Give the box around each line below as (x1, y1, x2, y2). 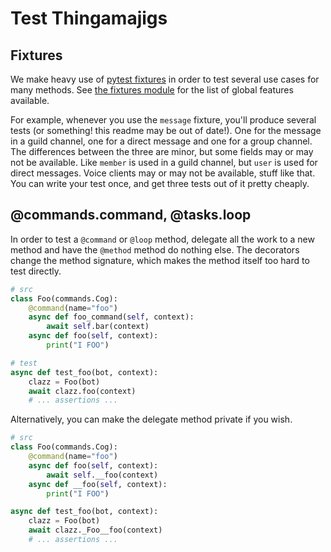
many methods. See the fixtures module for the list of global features (10, 84, 294, 96)
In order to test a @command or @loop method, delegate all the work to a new (10, 233, 315, 245)
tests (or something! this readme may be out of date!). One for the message (10, 125, 322, 136)
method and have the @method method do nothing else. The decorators (10, 243, 300, 256)
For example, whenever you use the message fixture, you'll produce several (10, 114, 317, 126)
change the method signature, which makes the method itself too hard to (10, 254, 310, 266)
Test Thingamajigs (10, 7, 168, 30)
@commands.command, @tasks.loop (10, 207, 252, 224)
